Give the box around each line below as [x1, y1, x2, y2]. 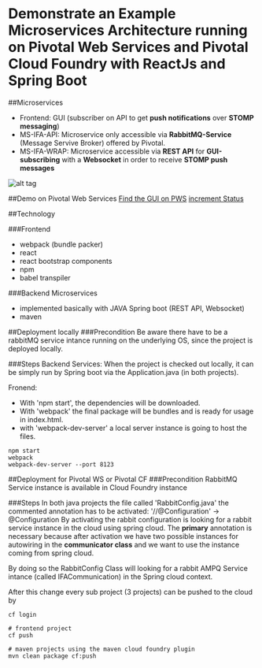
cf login [8, 610, 37, 618]
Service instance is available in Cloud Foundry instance [8, 482, 187, 492]
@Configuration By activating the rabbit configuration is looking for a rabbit [8, 514, 252, 524]
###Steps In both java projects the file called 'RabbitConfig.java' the [8, 498, 230, 507]
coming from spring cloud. [8, 548, 94, 558]
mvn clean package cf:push [8, 651, 97, 660]
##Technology [8, 209, 56, 218]
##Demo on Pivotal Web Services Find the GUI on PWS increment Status [8, 194, 244, 203]
